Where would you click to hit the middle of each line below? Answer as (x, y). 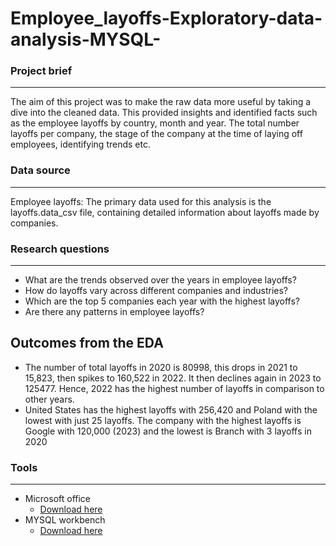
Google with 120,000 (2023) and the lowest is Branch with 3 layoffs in (168, 431)
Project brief (41, 71)
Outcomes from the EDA (87, 343)
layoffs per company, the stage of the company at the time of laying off (156, 134)
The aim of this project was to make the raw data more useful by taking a (161, 102)
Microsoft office (58, 499)
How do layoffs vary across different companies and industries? (156, 291)
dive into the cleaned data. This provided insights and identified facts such (164, 113)
